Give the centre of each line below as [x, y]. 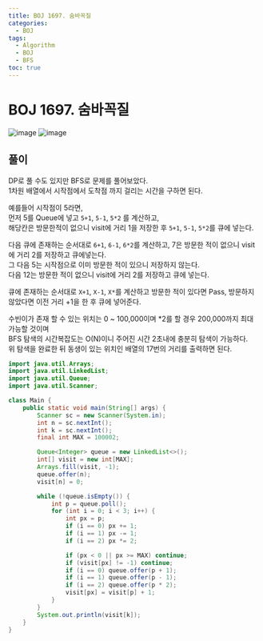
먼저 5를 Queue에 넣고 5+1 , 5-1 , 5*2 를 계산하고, [84, 218]
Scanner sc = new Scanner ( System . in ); [102, 415]
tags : [17, 38]
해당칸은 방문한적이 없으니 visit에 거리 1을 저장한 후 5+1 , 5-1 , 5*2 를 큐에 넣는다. [131, 227]
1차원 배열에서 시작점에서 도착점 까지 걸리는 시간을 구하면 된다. [106, 190]
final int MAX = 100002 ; [78, 438]
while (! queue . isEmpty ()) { [84, 496]
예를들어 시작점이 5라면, [46, 207]
